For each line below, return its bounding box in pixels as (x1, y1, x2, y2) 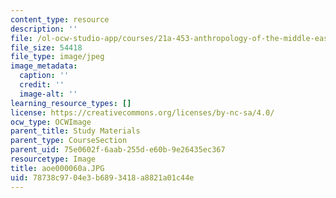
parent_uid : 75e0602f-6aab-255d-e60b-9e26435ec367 (10, 145, 226, 155)
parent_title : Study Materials (10, 126, 141, 136)
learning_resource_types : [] (10, 98, 132, 108)
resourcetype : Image (10, 154, 97, 164)
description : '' (10, 24, 78, 34)
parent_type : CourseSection (10, 136, 128, 146)
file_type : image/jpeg (10, 52, 105, 62)
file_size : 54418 (10, 42, 83, 53)
